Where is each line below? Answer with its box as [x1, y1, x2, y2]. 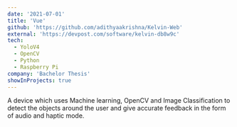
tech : [7, 37, 23, 44]
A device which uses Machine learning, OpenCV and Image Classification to [7, 96, 231, 105]
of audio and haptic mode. [7, 111, 85, 120]
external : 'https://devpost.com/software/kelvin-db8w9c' [7, 30, 180, 38]
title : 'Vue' [7, 17, 46, 24]
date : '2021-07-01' [7, 10, 65, 18]
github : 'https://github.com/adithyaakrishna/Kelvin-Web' [7, 24, 183, 31]
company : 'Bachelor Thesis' [7, 70, 91, 77]
